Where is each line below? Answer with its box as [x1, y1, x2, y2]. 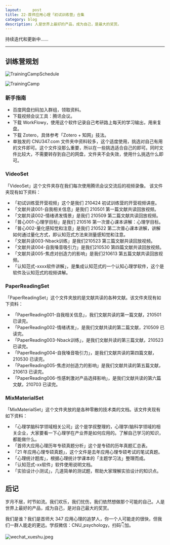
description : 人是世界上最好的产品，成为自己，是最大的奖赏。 [5, 21, 121, 27]
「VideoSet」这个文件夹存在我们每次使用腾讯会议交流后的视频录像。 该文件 [5, 183, 163, 189]
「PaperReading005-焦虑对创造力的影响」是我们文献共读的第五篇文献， [12, 362, 163, 368]
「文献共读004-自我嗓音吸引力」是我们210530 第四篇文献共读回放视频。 [12, 244, 164, 250]
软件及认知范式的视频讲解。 [12, 269, 71, 275]
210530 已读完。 [12, 356, 48, 362]
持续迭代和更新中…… [5, 36, 49, 42]
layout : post [5, 7, 42, 13]
